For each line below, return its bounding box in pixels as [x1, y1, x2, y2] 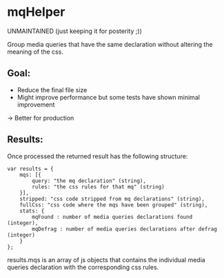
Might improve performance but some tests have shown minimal [17, 93, 200, 101]
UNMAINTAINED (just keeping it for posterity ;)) [7, 27, 143, 35]
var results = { [7, 165, 54, 172]
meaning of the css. [7, 47, 64, 56]
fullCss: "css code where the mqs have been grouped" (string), [19, 201, 208, 208]
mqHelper [7, 4, 65, 20]
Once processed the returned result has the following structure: [7, 152, 188, 160]
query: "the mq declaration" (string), [32, 177, 147, 184]
